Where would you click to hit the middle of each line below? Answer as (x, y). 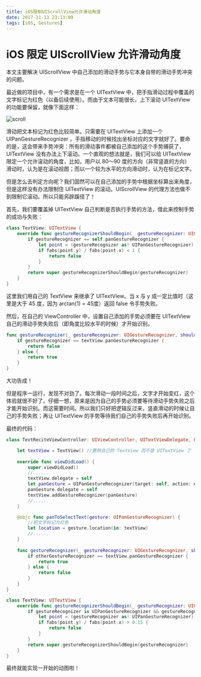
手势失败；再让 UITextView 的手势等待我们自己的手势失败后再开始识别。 (105, 416)
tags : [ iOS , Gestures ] (34, 23)
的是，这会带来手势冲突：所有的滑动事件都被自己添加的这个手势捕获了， (95, 147)
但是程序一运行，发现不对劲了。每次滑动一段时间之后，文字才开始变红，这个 (100, 393)
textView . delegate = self (60, 479)
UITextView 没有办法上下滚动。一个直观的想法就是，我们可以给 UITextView (99, 154)
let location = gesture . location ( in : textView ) (88, 528)
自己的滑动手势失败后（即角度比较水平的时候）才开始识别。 (80, 323)
